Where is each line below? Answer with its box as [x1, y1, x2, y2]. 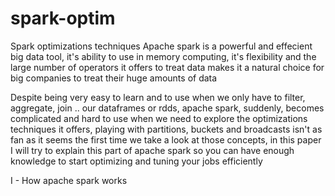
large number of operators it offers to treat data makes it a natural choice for [10, 61, 325, 73]
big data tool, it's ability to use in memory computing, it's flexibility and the [10, 50, 317, 62]
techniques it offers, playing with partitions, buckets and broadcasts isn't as [10, 123, 323, 135]
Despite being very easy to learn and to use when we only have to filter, [10, 91, 306, 103]
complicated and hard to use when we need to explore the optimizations [10, 112, 308, 124]
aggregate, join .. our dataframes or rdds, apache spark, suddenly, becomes [10, 102, 325, 114]
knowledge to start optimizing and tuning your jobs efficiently [10, 155, 263, 167]
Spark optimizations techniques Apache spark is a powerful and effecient [10, 40, 313, 52]
